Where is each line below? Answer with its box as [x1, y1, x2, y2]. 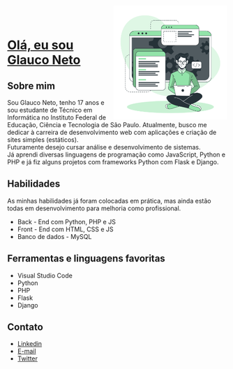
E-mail [17, 347, 36, 356]
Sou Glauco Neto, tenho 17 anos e [7, 99, 105, 106]
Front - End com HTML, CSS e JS [17, 225, 114, 233]
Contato [7, 321, 43, 333]
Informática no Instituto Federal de [7, 113, 107, 122]
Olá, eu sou [7, 37, 74, 53]
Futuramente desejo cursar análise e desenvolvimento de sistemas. [7, 143, 201, 151]
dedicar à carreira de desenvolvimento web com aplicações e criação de [7, 128, 217, 136]
